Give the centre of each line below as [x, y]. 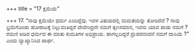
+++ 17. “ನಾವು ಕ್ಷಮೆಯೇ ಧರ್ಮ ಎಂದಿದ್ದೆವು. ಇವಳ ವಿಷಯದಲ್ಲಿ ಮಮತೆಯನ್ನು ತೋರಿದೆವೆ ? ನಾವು [93, 20]
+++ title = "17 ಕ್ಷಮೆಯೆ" [33, 9]
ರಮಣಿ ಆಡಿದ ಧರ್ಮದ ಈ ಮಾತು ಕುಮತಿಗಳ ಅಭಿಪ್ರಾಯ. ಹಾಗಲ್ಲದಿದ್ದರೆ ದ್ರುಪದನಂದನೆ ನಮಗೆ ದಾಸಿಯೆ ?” [98, 34]
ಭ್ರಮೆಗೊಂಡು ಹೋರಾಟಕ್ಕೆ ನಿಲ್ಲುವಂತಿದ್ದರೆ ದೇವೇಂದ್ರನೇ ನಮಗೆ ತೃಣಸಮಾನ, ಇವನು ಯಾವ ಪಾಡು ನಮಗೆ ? [97, 27]
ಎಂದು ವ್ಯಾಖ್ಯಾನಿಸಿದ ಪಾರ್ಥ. [30, 40]
